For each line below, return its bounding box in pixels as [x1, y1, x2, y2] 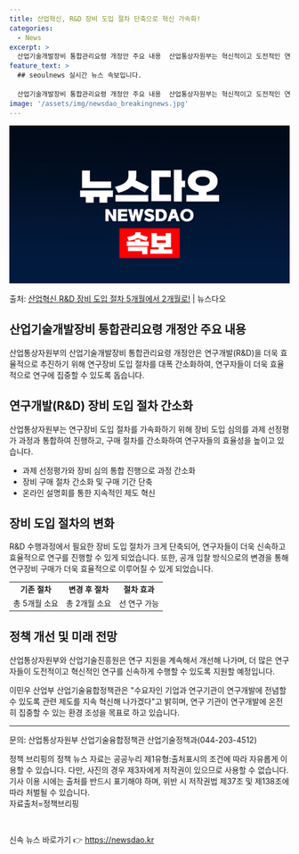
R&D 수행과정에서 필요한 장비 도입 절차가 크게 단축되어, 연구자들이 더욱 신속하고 [9, 541, 287, 552]
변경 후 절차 [68, 585, 109, 595]
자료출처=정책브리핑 [9, 798, 80, 808]
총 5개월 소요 [12, 598, 59, 609]
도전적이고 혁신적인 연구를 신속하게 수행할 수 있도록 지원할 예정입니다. [32, 666, 276, 676]
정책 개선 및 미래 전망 [9, 629, 117, 644]
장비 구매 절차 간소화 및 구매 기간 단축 [21, 476, 153, 486]
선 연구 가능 [118, 598, 159, 609]
